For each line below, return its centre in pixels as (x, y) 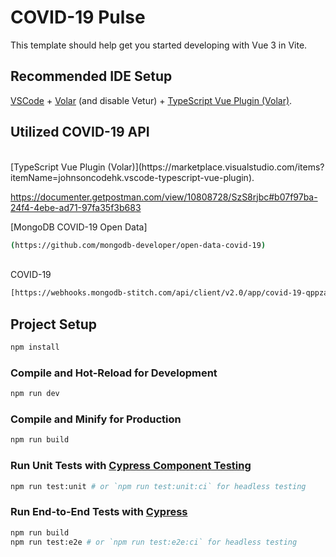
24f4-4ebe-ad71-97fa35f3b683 (76, 207)
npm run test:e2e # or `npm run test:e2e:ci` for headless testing (154, 542)
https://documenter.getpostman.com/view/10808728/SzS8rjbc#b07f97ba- (164, 197)
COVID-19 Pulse (78, 17)
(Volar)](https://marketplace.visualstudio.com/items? (216, 167)
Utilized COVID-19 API (80, 132)
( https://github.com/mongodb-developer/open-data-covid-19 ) (138, 245)
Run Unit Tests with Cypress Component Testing (131, 466)
